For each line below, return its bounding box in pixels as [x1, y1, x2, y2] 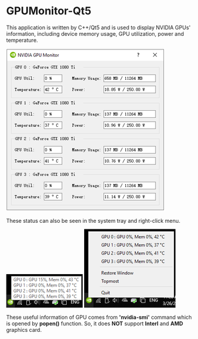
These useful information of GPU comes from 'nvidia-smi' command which [6, 313, 192, 321]
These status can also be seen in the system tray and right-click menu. [6, 217, 181, 224]
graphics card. [6, 326, 42, 333]
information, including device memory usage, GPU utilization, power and [6, 30, 184, 37]
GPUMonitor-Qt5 [6, 4, 91, 18]
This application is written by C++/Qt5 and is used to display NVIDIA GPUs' [6, 24, 191, 31]
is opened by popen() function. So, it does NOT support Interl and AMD [6, 320, 184, 327]
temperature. [6, 36, 38, 43]
